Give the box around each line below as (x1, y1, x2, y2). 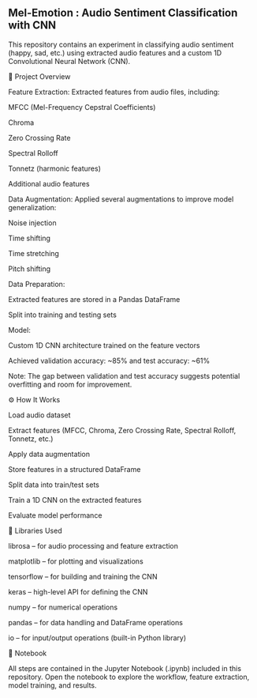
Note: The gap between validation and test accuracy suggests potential (8, 371, 240, 380)
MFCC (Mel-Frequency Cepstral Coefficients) (8, 102, 156, 111)
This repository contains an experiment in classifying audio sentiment (8, 40, 234, 49)
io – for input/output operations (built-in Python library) (8, 632, 187, 643)
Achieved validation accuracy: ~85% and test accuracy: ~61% (8, 356, 210, 365)
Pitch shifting (8, 264, 51, 274)
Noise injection (8, 217, 57, 228)
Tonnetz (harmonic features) (8, 164, 101, 173)
